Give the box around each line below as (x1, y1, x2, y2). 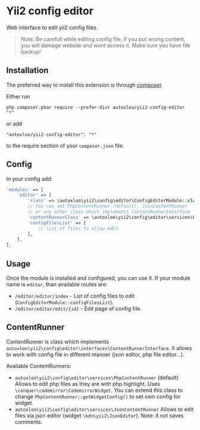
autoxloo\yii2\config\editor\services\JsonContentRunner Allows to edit (14, 406, 194, 413)
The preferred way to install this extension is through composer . (6, 81, 163, 88)
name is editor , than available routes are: (6, 281, 108, 287)
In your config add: (6, 175, 53, 182)
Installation (6, 66, 49, 76)
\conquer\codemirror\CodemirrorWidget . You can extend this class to (14, 386, 183, 394)
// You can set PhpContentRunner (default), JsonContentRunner (27, 203, 187, 209)
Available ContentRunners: (6, 362, 71, 369)
